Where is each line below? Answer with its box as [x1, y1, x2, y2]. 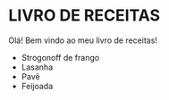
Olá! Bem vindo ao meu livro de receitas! [8, 35, 158, 46]
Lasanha [21, 62, 54, 72]
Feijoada [21, 80, 54, 91]
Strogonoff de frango [21, 52, 100, 62]
